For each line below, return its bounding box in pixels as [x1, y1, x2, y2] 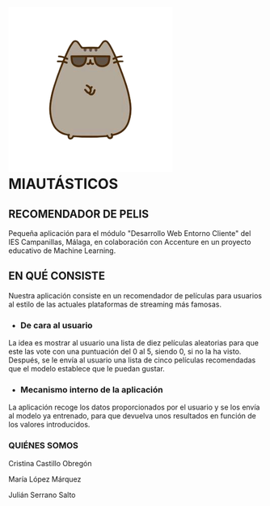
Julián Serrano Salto [8, 490, 76, 500]
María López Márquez [8, 474, 82, 484]
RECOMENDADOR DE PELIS [8, 207, 150, 221]
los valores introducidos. [8, 420, 91, 430]
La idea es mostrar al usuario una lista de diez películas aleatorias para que [8, 338, 259, 348]
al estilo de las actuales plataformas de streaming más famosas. [8, 299, 222, 309]
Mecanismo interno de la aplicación [19, 384, 163, 396]
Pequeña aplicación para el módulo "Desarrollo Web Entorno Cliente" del [8, 229, 251, 238]
